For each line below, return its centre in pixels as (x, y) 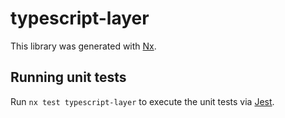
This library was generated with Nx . (83, 46)
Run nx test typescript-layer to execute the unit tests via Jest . (142, 101)
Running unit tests (68, 77)
